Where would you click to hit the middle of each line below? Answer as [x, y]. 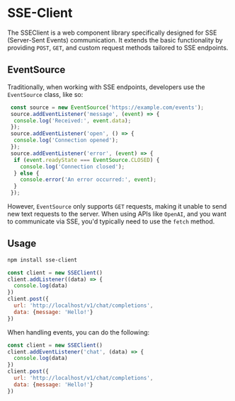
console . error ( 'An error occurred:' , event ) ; [88, 180]
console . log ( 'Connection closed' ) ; [73, 167]
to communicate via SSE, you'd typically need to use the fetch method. [111, 221]
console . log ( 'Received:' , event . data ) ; [73, 121]
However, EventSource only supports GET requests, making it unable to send [117, 206]
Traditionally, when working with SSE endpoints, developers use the [106, 87]
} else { [27, 173]
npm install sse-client [42, 260]
